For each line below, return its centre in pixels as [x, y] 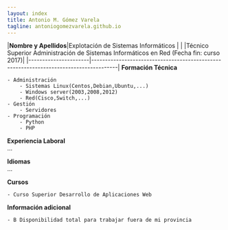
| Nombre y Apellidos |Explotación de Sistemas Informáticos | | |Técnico [108, 46]
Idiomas [19, 161]
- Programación [29, 116]
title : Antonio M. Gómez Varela [53, 20]
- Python [32, 122]
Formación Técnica [149, 68]
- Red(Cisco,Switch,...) [55, 98]
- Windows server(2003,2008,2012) [69, 92]
